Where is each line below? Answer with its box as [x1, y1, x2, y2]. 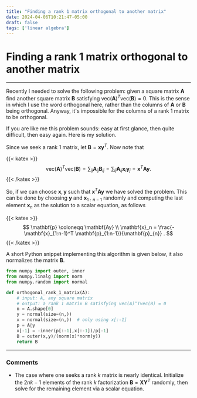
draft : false [6, 19, 38, 25]
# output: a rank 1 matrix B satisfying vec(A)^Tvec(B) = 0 [16, 301, 167, 306]
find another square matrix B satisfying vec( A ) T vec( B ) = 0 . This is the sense [6, 94, 190, 102]
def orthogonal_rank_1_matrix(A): [6, 289, 91, 295]
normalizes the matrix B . [6, 257, 65, 264]
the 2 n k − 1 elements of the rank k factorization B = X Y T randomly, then [14, 377, 188, 386]
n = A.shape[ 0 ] [16, 306, 54, 312]
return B [16, 339, 38, 345]
